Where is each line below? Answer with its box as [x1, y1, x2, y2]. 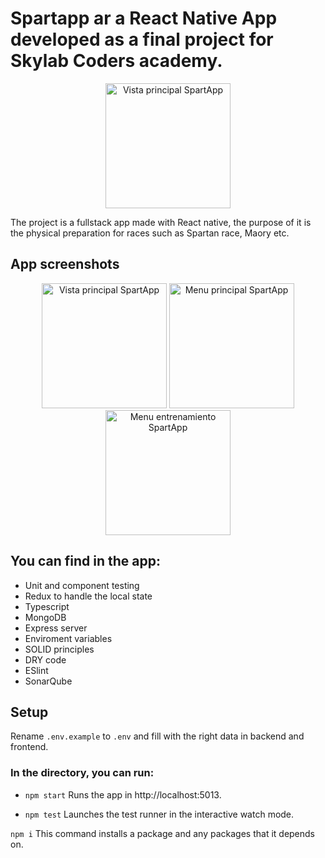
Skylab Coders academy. [10, 50, 223, 72]
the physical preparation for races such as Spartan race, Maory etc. [10, 227, 290, 239]
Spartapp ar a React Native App [10, 7, 278, 30]
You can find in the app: [10, 553, 162, 570]
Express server [24, 622, 88, 634]
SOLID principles [24, 643, 95, 655]
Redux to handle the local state [24, 590, 153, 602]
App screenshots [10, 256, 120, 273]
